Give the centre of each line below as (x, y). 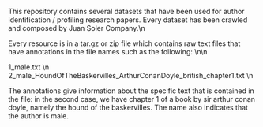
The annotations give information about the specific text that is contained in (131, 91)
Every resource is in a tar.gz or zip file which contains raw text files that (124, 43)
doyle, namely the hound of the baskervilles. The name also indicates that (128, 107)
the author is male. (38, 116)
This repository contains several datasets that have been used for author (126, 11)
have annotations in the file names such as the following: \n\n (108, 52)
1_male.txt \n (29, 67)
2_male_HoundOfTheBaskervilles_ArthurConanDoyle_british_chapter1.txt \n (131, 75)
